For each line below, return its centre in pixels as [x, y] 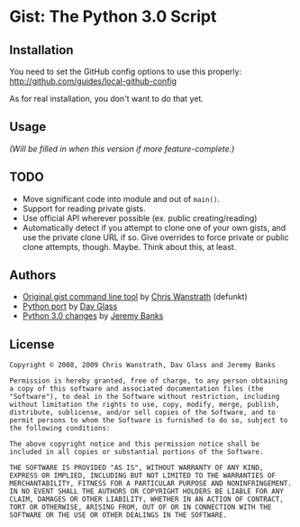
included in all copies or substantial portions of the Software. [136, 452]
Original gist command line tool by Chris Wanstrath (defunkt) [135, 297]
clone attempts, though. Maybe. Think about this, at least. [129, 246]
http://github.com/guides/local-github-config [93, 81]
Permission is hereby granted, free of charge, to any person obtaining [149, 381]
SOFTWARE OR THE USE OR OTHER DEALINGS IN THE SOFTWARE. [118, 515]
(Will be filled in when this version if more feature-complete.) [122, 148]
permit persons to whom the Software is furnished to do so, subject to [149, 421]
